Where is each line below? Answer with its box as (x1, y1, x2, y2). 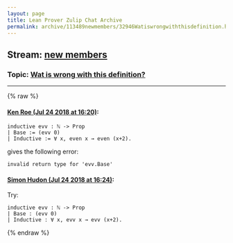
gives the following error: (7, 147, 79, 156)
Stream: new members (7, 49, 107, 60)
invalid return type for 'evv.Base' (7, 161, 113, 168)
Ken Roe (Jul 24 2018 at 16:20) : (7, 108, 99, 116)
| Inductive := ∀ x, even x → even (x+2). (7, 135, 132, 142)
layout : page (7, 10, 45, 17)
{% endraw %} (7, 228, 50, 237)
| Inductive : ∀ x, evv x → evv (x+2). (7, 217, 123, 224)
